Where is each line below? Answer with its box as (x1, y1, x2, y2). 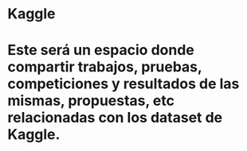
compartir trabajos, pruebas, (7, 58, 202, 76)
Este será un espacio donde (7, 41, 194, 60)
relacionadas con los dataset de (7, 109, 223, 127)
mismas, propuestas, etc (7, 92, 175, 110)
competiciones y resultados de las (7, 75, 240, 93)
